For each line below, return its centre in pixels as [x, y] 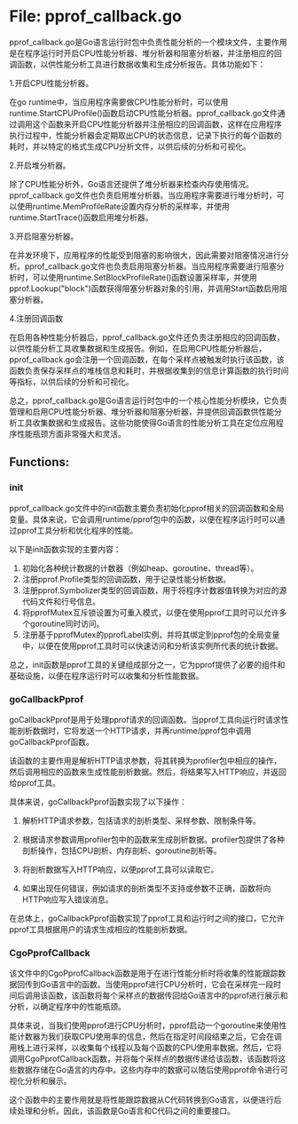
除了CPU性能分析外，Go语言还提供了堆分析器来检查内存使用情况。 [132, 184]
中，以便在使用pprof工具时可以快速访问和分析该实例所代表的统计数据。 [153, 645]
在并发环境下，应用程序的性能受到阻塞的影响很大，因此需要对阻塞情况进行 [145, 255]
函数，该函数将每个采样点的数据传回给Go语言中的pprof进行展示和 [168, 995]
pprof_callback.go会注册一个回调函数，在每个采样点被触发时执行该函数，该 [147, 359]
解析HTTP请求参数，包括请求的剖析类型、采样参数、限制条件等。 [141, 820]
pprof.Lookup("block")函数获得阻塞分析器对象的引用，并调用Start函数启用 [145, 288]
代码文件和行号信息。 [61, 601]
